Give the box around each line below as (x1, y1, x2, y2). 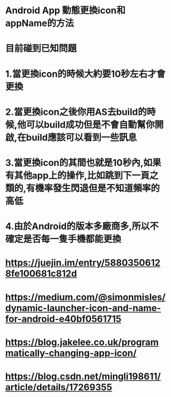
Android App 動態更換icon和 (5, 5, 126, 16)
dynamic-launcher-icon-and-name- (5, 302, 161, 314)
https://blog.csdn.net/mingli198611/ (5, 370, 161, 382)
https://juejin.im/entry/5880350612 (5, 257, 161, 269)
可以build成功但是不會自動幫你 (26, 119, 155, 130)
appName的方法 (5, 17, 74, 29)
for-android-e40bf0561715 (5, 313, 122, 324)
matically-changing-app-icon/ (5, 347, 137, 359)
